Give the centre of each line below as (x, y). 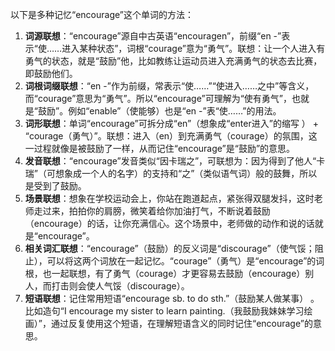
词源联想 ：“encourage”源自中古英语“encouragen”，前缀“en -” (153, 36)
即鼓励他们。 (51, 73)
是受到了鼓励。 (55, 186)
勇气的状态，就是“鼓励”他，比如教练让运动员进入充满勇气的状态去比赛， (173, 61)
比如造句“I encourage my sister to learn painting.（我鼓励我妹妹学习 (164, 311)
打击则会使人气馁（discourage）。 (120, 286)
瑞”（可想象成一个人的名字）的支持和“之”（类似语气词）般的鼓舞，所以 (171, 173)
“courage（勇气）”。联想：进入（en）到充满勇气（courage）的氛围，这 (171, 136)
